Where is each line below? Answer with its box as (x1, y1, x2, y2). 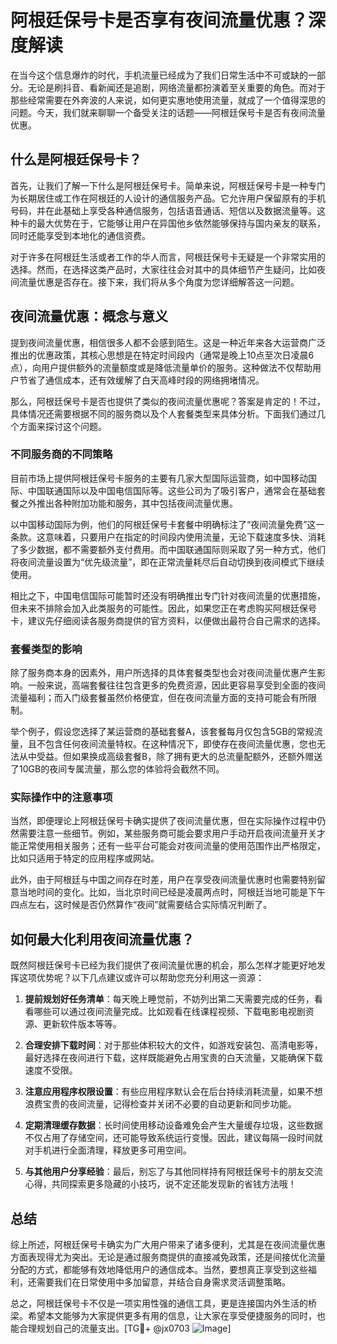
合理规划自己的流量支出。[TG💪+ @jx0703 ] (18, 1322, 232, 1335)
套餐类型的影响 (10, 642, 83, 656)
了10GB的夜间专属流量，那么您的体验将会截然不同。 (10, 763, 225, 775)
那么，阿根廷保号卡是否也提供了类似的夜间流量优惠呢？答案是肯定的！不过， (10, 395, 326, 407)
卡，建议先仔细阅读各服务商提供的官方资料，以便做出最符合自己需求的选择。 (10, 614, 326, 626)
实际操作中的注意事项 (10, 791, 113, 805)
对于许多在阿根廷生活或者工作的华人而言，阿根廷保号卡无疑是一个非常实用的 (10, 251, 326, 263)
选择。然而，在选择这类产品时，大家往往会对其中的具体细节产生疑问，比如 (10, 263, 317, 275)
